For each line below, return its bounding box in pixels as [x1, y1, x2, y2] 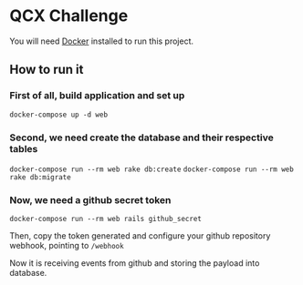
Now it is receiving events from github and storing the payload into [9, 258, 260, 269]
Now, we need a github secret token [9, 193, 172, 206]
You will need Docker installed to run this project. [9, 36, 194, 46]
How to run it [9, 62, 84, 77]
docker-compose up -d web [9, 110, 108, 119]
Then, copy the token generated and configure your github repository [9, 230, 271, 241]
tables [9, 142, 38, 155]
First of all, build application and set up [9, 89, 185, 102]
